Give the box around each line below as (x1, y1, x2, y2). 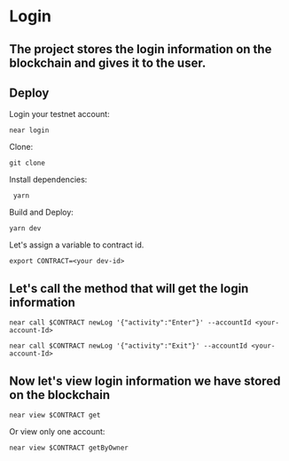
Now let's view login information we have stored (9, 373, 281, 388)
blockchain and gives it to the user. (9, 55, 207, 70)
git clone (9, 159, 46, 168)
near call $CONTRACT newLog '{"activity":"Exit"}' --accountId (9, 341, 248, 351)
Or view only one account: (9, 426, 105, 437)
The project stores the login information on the (9, 42, 272, 57)
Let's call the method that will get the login (9, 281, 249, 296)
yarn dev (9, 224, 42, 233)
